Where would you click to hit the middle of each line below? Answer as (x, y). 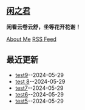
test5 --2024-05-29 (39, 101)
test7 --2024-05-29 (39, 88)
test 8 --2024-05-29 (40, 81)
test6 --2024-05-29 (39, 94)
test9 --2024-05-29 (39, 75)
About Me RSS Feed (31, 39)
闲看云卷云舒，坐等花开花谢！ (43, 27)
